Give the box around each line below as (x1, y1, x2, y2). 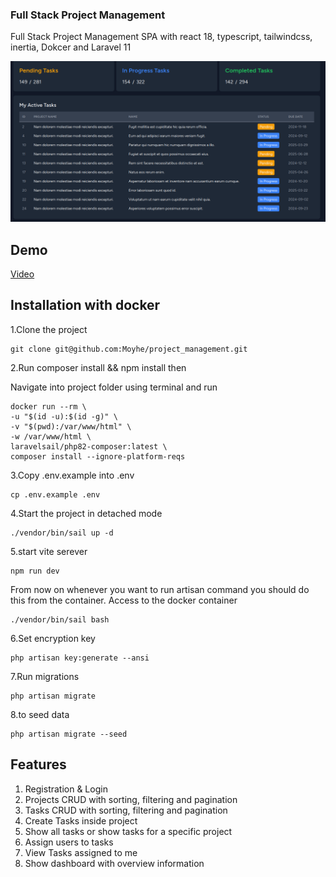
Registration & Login (24, 783, 108, 795)
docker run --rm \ (10, 401, 87, 412)
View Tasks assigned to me (24, 846, 138, 858)
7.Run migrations (10, 670, 80, 682)
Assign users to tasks (24, 836, 114, 848)
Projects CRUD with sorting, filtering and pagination (24, 793, 238, 805)
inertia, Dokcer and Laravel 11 (10, 41, 132, 53)
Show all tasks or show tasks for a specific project (24, 825, 233, 837)
